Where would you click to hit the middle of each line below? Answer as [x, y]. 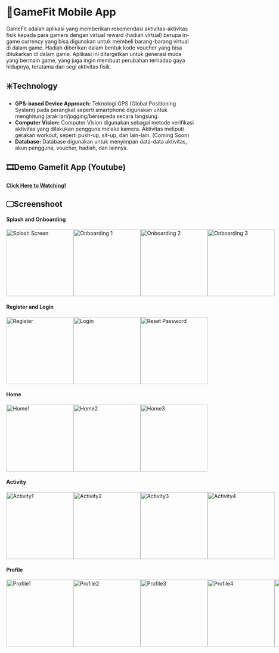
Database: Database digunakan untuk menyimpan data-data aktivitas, [101, 141]
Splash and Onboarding [36, 219]
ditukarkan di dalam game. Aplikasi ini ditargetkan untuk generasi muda [94, 54]
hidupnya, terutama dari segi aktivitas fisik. [59, 66]
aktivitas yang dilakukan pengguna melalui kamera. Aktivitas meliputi [99, 129]
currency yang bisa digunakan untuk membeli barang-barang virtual [105, 41]
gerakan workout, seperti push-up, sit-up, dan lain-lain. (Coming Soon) [102, 135]
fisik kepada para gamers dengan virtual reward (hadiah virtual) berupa [94, 35]
